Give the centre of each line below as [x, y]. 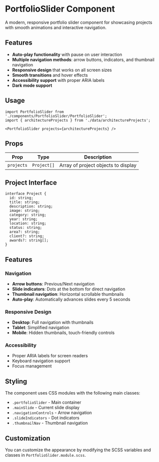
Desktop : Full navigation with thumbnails [53, 322]
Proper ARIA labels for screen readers [50, 356]
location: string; [28, 223]
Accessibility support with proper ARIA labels [58, 80]
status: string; [26, 228]
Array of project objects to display [98, 165]
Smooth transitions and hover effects [50, 75]
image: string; [25, 211]
